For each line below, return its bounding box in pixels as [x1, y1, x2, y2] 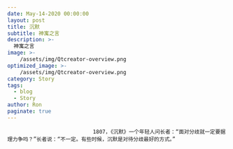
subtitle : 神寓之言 [7, 29, 60, 37]
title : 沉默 [7, 23, 40, 30]
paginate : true [7, 108, 52, 115]
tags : [7, 82, 23, 89]
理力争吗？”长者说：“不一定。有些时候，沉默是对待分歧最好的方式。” [7, 136, 176, 143]
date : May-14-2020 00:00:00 [7, 10, 90, 17]
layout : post [7, 17, 45, 24]
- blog [13, 88, 33, 95]
